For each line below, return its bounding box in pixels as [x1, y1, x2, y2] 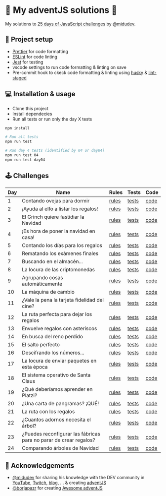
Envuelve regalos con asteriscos [22, 325, 97, 332]
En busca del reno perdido [22, 333, 83, 340]
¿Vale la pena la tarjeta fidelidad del [22, 296, 104, 303]
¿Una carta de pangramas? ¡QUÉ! [22, 400, 99, 407]
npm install [5, 125, 30, 130]
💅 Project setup [5, 35, 53, 44]
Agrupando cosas [22, 274, 63, 281]
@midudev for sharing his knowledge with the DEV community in [12, 475, 145, 481]
